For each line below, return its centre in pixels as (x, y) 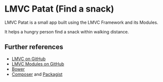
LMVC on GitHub (29, 59)
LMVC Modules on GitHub (38, 64)
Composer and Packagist (37, 74)
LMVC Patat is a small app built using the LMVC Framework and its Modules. (81, 22)
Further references (34, 47)
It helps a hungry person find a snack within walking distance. (67, 32)
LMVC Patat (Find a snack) (59, 9)
